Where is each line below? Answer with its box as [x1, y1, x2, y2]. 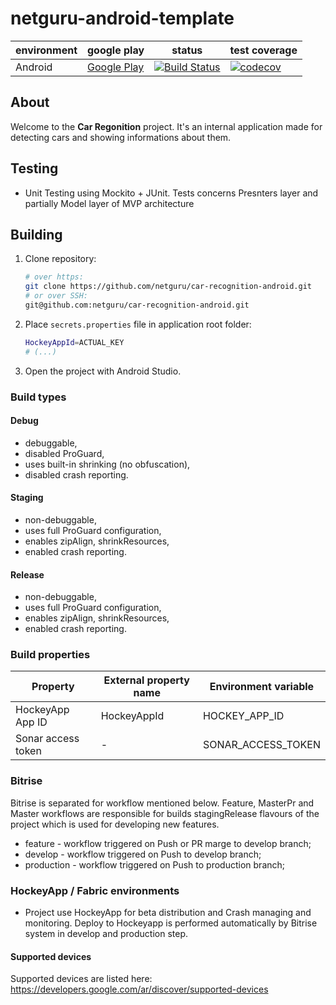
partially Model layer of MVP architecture [24, 197, 195, 209]
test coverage [229, 43, 298, 57]
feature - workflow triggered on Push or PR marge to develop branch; [24, 837, 312, 849]
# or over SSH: [24, 291, 89, 301]
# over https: [24, 272, 84, 282]
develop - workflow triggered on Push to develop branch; [24, 848, 262, 860]
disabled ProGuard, [24, 447, 105, 459]
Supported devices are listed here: [10, 973, 153, 985]
